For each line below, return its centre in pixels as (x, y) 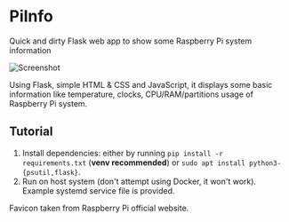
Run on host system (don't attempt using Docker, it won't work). (139, 181)
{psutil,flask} (50, 172)
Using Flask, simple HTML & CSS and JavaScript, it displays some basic (141, 84)
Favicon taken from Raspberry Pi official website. (99, 208)
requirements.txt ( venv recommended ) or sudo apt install (134, 163)
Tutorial (31, 132)
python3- (265, 163)
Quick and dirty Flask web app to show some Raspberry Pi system (131, 41)
